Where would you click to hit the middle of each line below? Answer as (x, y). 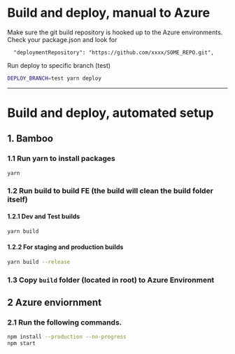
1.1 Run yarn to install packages (61, 159)
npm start (22, 344)
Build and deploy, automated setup (111, 113)
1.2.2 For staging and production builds (65, 247)
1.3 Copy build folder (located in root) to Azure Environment (111, 280)
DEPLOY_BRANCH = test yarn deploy (54, 78)
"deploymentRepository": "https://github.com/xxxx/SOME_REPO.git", (114, 52)
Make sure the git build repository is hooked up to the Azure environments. (115, 32)
